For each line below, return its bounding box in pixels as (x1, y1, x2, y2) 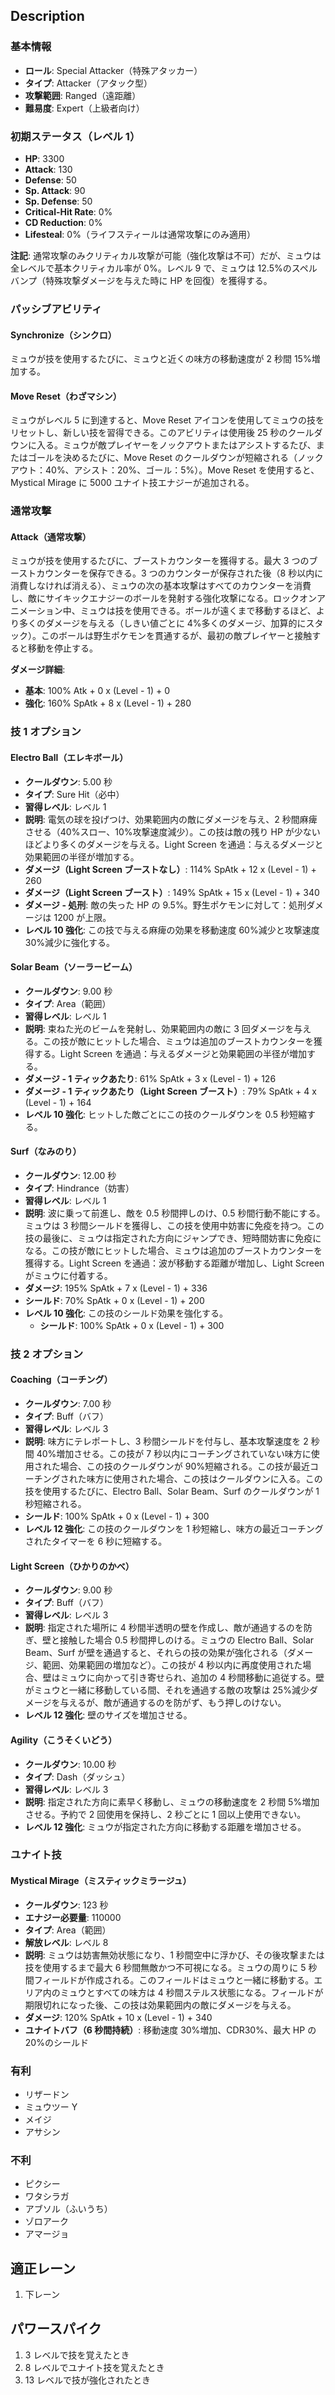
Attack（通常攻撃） (10, 530, 92, 543)
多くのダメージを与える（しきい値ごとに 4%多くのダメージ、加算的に (18, 617, 307, 629)
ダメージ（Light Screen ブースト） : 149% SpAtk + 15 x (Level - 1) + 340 (24, 886, 320, 898)
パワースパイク (10, 2320, 102, 2338)
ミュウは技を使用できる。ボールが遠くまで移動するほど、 (79, 605, 317, 617)
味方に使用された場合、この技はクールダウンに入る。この (86, 1473, 323, 1485)
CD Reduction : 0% (24, 216, 103, 228)
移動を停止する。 (27, 642, 98, 654)
